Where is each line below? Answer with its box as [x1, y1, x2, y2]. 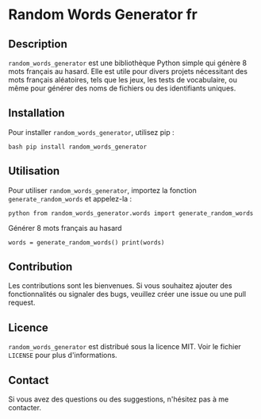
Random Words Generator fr [8, 6, 198, 24]
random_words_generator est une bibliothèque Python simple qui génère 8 [8, 58, 248, 67]
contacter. [8, 403, 42, 413]
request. [8, 298, 36, 307]
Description [8, 37, 67, 51]
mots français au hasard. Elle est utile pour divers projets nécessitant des [8, 67, 248, 76]
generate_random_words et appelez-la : [8, 194, 132, 203]
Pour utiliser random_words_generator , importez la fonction [8, 185, 197, 195]
